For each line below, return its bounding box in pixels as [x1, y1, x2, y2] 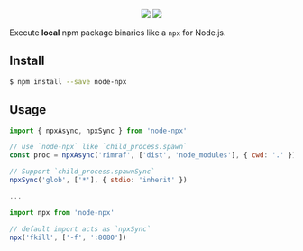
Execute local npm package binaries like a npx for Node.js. [9, 27, 226, 38]
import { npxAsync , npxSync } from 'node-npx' [9, 126, 188, 135]
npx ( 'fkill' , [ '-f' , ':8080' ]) [9, 233, 127, 242]
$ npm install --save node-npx [9, 77, 127, 86]
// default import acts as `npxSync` [9, 224, 151, 234]
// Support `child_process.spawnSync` [9, 167, 155, 176]
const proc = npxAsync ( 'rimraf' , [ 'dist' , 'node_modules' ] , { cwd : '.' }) [9, 151, 297, 160]
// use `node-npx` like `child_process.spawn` [9, 143, 188, 152]
